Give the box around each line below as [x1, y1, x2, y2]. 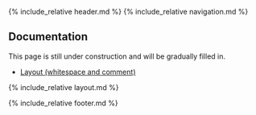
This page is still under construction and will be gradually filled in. [8, 51, 226, 61]
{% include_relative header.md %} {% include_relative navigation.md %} [8, 7, 249, 16]
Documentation [8, 30, 89, 43]
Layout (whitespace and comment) [19, 67, 136, 76]
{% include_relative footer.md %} [8, 98, 118, 108]
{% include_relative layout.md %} [8, 82, 119, 92]
